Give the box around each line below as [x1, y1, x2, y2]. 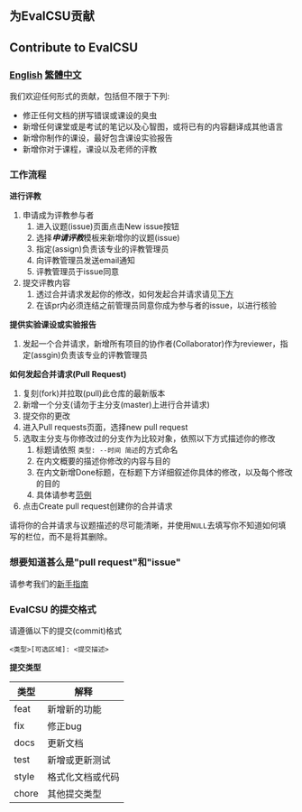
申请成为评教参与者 [22, 210, 95, 221]
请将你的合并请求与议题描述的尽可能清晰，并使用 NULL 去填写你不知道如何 [9, 520, 279, 531]
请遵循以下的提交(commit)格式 [9, 625, 123, 636]
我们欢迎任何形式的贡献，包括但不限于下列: [9, 91, 170, 102]
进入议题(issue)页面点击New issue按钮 [35, 221, 179, 232]
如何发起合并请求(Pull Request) [9, 369, 127, 380]
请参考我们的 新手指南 [9, 578, 88, 589]
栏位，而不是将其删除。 [24, 531, 113, 542]
